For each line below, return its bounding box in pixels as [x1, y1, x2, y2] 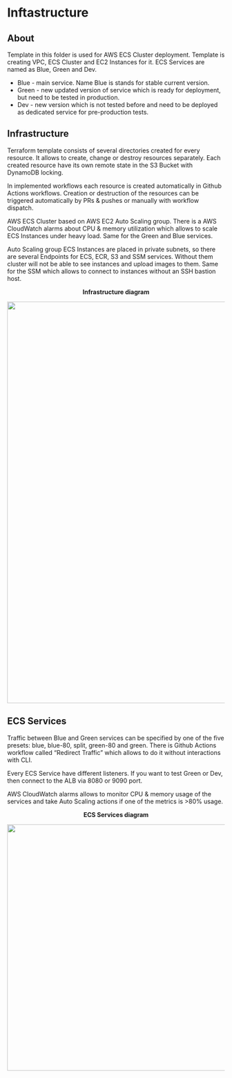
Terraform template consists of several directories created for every [7, 146, 200, 155]
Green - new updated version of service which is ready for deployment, [17, 86, 221, 94]
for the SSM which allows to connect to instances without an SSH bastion [7, 267, 216, 275]
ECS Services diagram [83, 810, 149, 819]
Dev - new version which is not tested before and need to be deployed [17, 101, 218, 108]
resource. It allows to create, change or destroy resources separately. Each [7, 153, 221, 161]
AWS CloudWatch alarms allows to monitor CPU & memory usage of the [7, 790, 212, 798]
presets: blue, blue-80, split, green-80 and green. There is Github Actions [7, 741, 217, 749]
